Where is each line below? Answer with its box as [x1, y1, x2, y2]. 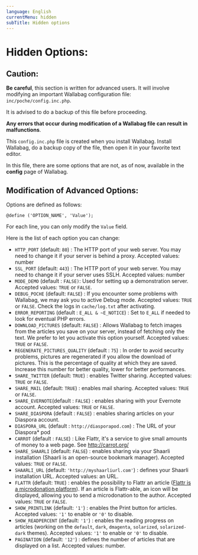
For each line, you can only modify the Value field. [6, 223, 128, 230]
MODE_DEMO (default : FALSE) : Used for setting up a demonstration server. [14, 277, 189, 285]
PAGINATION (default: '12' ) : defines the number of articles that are [14, 536, 176, 543]
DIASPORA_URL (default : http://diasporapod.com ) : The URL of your [14, 422, 176, 430]
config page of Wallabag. [6, 168, 69, 176]
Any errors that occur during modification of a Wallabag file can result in [6, 120, 188, 127]
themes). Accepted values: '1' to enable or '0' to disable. [27, 530, 168, 537]
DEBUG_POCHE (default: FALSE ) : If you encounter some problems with [14, 290, 178, 297]
